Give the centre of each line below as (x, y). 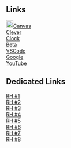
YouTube (16, 63)
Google (15, 57)
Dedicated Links (36, 82)
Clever (14, 32)
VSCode (16, 51)
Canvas (23, 26)
